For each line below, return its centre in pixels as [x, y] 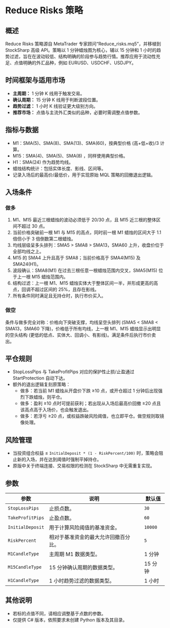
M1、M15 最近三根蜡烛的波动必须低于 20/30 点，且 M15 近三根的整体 [84, 220]
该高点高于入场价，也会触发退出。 [56, 410]
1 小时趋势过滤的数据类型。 [82, 581]
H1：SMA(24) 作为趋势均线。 [43, 162]
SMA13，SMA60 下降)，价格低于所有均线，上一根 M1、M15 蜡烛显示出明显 [83, 328]
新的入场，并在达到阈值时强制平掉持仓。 [59, 459]
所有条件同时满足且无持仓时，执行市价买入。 [59, 296]
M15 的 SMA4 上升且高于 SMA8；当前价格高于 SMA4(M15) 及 [76, 258]
